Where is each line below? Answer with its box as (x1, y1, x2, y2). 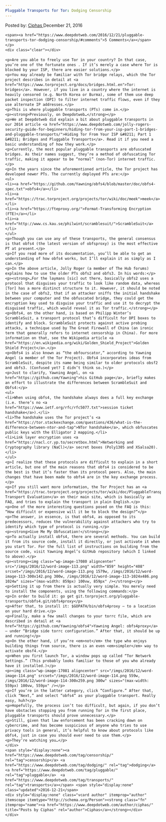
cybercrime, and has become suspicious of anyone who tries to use (5, 723, 147, 728)
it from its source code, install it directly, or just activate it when (5, 539, 161, 544)
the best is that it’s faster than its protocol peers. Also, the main (5, 469, 156, 474)
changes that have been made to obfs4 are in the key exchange (5, 474, 138, 479)
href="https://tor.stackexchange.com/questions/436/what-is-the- (5, 420, 142, 425)
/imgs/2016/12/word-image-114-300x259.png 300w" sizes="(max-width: (5, 678, 149, 683)
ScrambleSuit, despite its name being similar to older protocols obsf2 (5, 360, 158, 365)
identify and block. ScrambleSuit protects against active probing (5, 320, 147, 325)
